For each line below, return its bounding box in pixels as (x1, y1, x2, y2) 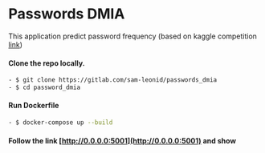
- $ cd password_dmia (8, 83, 81, 92)
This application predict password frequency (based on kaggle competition (8, 31, 257, 41)
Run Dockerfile (8, 101, 59, 111)
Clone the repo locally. (8, 58, 86, 68)
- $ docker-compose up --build (8, 119, 113, 127)
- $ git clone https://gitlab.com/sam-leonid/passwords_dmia (8, 76, 218, 84)
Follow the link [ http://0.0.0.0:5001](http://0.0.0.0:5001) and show (8, 135, 237, 145)
